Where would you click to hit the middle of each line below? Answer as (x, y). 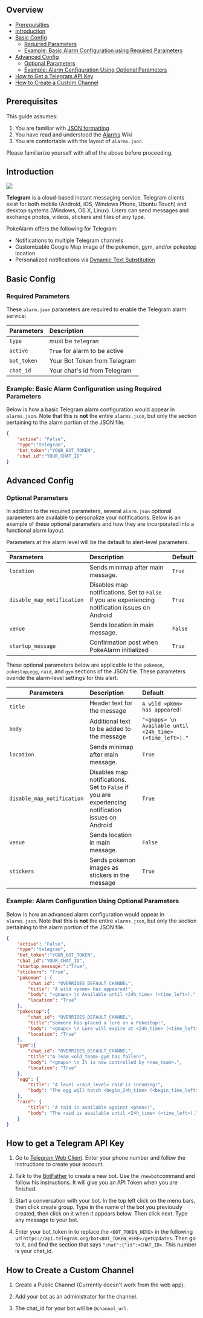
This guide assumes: (32, 116)
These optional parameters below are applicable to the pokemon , (85, 665)
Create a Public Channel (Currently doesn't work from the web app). (100, 1285)
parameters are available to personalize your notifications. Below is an (94, 517)
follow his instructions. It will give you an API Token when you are (96, 1183)
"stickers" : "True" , (43, 972)
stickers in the (110, 875)
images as (104, 868)
